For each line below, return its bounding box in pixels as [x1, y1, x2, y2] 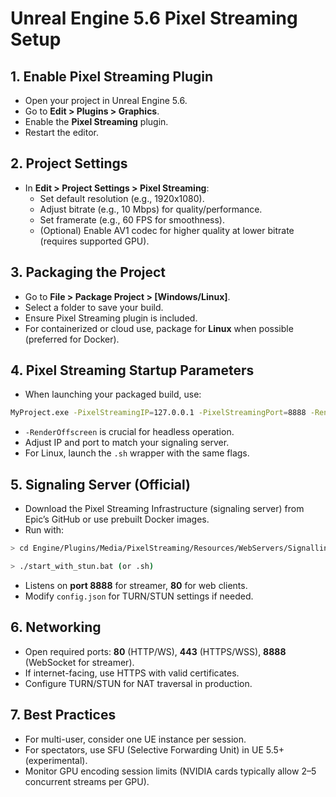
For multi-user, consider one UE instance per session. [24, 733, 247, 745]
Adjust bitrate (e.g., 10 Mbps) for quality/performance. [39, 203, 263, 215]
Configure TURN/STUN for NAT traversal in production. [24, 677, 253, 689]
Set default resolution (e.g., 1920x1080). [39, 192, 205, 204]
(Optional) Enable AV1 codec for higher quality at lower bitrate [39, 224, 295, 236]
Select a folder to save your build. [24, 301, 164, 313]
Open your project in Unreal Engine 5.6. [24, 95, 188, 106]
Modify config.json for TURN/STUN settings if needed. [24, 590, 254, 602]
